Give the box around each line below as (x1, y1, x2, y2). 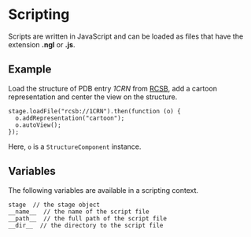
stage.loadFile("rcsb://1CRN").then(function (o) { (8, 107, 181, 115)
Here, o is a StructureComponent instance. (8, 142, 142, 151)
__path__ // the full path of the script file (8, 214, 168, 222)
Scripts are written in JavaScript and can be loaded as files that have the (8, 31, 244, 41)
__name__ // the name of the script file (8, 207, 149, 216)
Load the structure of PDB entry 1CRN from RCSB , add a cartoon (8, 83, 218, 93)
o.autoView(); (15, 120, 61, 129)
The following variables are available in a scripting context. (8, 185, 199, 194)
